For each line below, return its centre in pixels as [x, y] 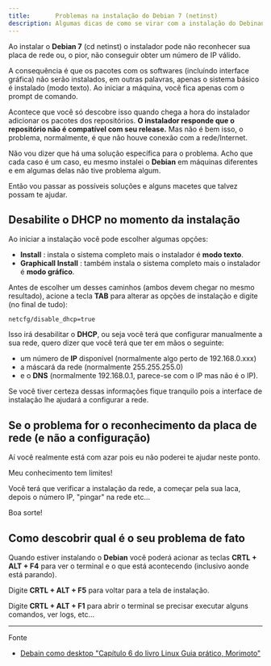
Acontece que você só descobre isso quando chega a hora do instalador [129, 112]
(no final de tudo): [38, 305]
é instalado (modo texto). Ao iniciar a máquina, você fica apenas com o [126, 87]
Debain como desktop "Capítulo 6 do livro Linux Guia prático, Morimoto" [140, 653]
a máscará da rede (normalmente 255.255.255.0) [102, 367]
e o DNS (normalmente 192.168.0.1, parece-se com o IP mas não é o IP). [139, 376]
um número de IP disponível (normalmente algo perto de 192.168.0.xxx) [138, 359]
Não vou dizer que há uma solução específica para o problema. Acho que [131, 153]
